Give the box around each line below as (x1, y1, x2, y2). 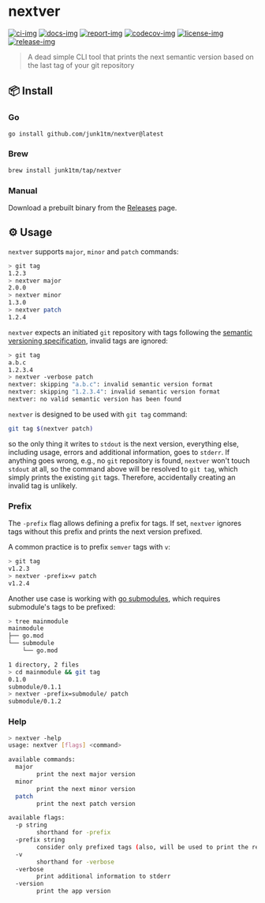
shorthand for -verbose (36, 858, 114, 866)
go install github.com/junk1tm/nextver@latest (8, 129, 164, 138)
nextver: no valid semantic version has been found (8, 395, 181, 404)
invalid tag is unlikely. (8, 480, 77, 491)
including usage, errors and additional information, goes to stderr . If (8, 447, 230, 457)
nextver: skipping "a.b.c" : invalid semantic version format (8, 381, 214, 389)
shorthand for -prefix (36, 829, 111, 837)
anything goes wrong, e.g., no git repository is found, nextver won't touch (8, 456, 251, 465)
